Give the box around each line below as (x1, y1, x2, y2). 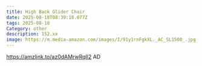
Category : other (6, 25, 47, 32)
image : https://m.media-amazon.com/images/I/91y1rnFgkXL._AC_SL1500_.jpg (6, 37, 197, 43)
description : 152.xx (6, 31, 59, 37)
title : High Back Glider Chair (6, 8, 85, 15)
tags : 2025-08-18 (6, 20, 50, 26)
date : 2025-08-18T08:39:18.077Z (6, 14, 88, 20)
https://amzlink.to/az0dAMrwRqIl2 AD (6, 53, 101, 60)
